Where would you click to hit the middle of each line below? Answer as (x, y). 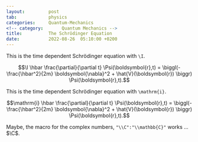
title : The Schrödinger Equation (59, 34)
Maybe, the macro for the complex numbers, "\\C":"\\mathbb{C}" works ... (98, 127)
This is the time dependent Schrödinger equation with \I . (76, 56)
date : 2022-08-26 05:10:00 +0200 (62, 39)
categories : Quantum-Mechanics (50, 22)
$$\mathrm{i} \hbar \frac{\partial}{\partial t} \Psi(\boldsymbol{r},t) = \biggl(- (99, 103)
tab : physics (37, 17)
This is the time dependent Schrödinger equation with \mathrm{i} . (86, 91)
